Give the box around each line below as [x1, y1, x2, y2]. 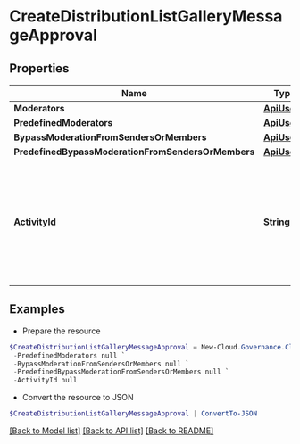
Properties [9, 61, 70, 76]
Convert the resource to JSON [21, 392, 134, 403]
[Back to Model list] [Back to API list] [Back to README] [9, 425, 214, 436]
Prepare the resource [21, 325, 101, 336]
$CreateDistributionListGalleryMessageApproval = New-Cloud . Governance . [9, 342, 286, 351]
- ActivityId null [12, 376, 78, 385]
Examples [9, 301, 65, 317]
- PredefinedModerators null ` [12, 350, 126, 360]
